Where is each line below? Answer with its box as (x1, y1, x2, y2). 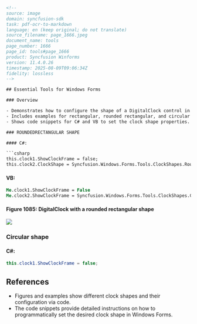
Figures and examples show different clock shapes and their (14, 292, 161, 299)
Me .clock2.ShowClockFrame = (6, 193, 75, 199)
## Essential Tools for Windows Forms (6, 86, 101, 93)
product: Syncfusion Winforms (6, 54, 80, 60)
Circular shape (6, 233, 49, 241)
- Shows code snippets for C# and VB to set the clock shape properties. (6, 119, 191, 125)
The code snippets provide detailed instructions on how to (14, 305, 156, 312)
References (6, 276, 49, 287)
